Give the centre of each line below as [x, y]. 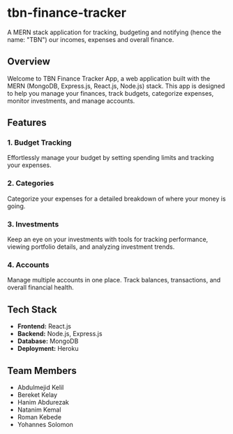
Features [27, 123]
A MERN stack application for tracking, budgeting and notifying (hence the [114, 32]
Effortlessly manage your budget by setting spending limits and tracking [111, 158]
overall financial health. [41, 287]
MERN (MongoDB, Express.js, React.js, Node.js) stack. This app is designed [116, 86]
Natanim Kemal [39, 410]
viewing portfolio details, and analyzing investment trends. [91, 247]
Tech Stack [32, 309]
